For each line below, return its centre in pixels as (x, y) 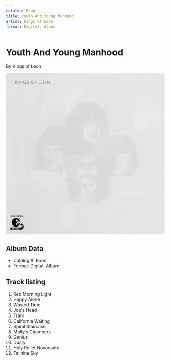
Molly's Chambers (32, 332)
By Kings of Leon (24, 66)
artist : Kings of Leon (30, 21)
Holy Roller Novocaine (36, 348)
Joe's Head (25, 310)
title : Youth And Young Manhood (40, 16)
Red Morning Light (32, 294)
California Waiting (31, 321)
